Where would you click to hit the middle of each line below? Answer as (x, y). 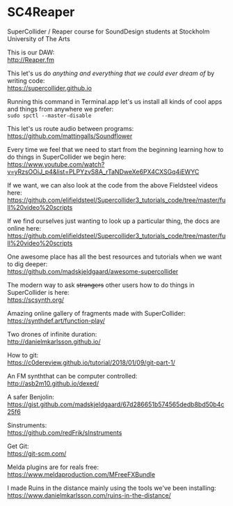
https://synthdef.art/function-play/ (56, 321)
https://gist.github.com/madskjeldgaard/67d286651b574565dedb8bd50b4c (116, 404)
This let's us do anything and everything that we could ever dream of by (111, 73)
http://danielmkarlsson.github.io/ (54, 342)
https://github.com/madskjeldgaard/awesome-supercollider (93, 271)
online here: (24, 228)
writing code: (26, 80)
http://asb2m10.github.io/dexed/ (53, 383)
